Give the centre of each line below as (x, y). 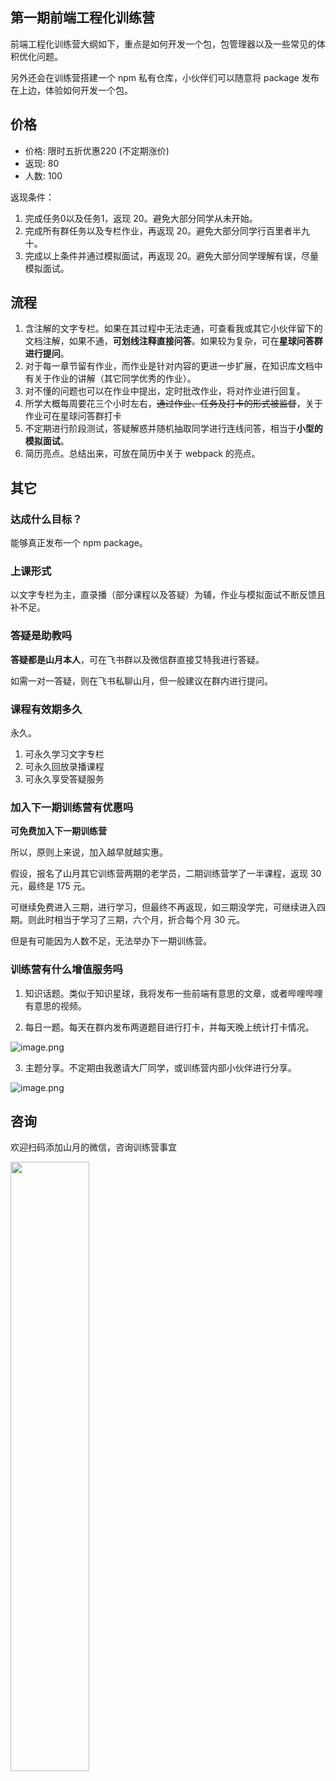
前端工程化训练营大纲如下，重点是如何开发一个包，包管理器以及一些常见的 (163, 44)
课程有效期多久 (46, 709)
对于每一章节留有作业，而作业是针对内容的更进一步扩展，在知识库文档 (169, 366)
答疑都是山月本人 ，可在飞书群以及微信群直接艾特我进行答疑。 (137, 659)
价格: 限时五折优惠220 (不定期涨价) (97, 150)
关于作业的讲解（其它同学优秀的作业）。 (115, 379)
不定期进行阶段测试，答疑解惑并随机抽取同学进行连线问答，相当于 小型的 (173, 429)
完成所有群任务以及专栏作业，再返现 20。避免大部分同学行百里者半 (163, 230)
